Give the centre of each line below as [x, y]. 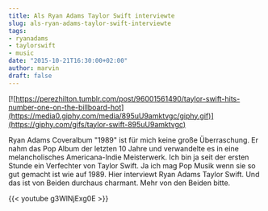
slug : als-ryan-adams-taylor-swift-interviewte [90, 23]
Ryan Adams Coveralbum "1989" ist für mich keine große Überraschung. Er [134, 140]
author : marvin [34, 68]
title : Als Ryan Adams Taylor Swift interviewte [92, 16]
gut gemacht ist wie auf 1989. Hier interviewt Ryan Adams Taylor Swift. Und [134, 174]
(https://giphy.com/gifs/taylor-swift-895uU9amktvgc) [97, 124]
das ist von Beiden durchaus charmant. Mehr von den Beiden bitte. [119, 183]
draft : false [30, 76]
